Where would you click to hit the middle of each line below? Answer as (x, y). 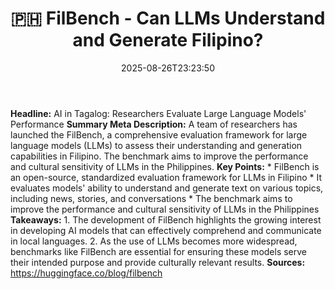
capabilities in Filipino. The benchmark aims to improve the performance (159, 156)
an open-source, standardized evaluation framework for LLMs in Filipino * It (166, 177)
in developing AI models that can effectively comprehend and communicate (166, 230)
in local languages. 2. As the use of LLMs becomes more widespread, (154, 241)
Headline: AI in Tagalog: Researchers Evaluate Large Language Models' (158, 113)
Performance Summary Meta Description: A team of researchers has (154, 124)
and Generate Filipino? (168, 40)
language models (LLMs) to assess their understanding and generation (156, 145)
